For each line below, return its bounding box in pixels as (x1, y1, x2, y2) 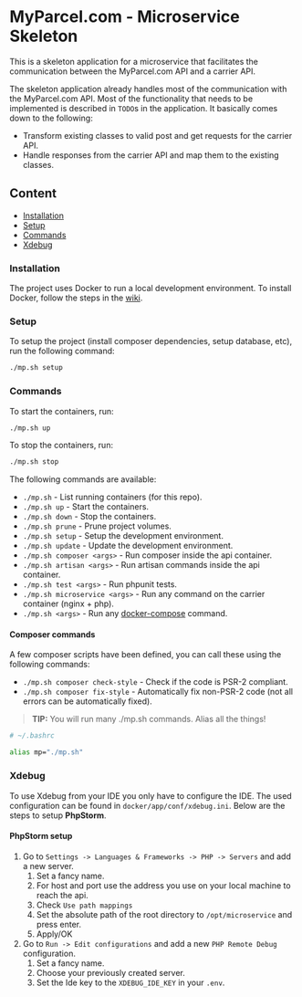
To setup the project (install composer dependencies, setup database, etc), (9, 336, 293, 347)
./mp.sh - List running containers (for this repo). (22, 491, 203, 503)
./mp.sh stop (9, 457, 59, 467)
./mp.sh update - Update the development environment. (22, 540, 234, 551)
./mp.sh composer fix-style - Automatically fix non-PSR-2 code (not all (22, 687, 294, 698)
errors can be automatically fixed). (22, 696, 152, 707)
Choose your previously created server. (36, 967, 185, 978)
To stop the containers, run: (9, 440, 114, 451)
